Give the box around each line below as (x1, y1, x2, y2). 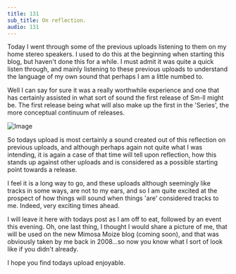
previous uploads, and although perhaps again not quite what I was (7, 143, 203, 152)
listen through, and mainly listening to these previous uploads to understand (7, 65, 228, 74)
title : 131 (7, 10, 39, 18)
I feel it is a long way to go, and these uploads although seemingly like (7, 179, 211, 188)
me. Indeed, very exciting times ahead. (7, 202, 120, 210)
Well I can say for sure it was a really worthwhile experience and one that (7, 86, 220, 95)
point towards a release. (7, 166, 77, 174)
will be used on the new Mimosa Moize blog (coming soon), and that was (7, 230, 220, 239)
